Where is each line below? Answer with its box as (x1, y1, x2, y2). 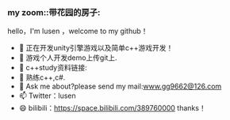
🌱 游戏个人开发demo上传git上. (18, 53, 117, 62)
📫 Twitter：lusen (18, 91, 76, 100)
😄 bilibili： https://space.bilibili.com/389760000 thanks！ (18, 103, 207, 113)
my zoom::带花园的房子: (7, 6, 101, 17)
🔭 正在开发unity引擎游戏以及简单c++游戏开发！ (18, 43, 174, 53)
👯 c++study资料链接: (18, 63, 88, 73)
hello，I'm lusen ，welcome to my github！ (7, 26, 148, 36)
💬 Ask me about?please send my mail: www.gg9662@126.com (18, 81, 222, 92)
